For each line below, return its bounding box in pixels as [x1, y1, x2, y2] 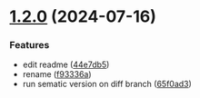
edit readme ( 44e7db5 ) [22, 59, 110, 70]
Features [9, 39, 50, 52]
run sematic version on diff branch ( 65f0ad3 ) [22, 79, 193, 90]
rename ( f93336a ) [22, 69, 93, 80]
